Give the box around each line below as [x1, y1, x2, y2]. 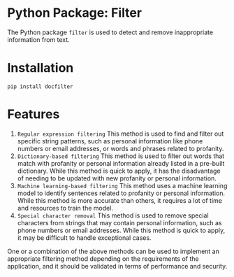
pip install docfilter [7, 83, 73, 90]
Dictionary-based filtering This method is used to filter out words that [17, 152, 225, 160]
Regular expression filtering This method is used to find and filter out [17, 129, 224, 138]
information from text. [7, 35, 70, 43]
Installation [7, 60, 74, 76]
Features [7, 106, 60, 122]
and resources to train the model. [17, 204, 114, 212]
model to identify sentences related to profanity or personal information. [17, 189, 226, 197]
